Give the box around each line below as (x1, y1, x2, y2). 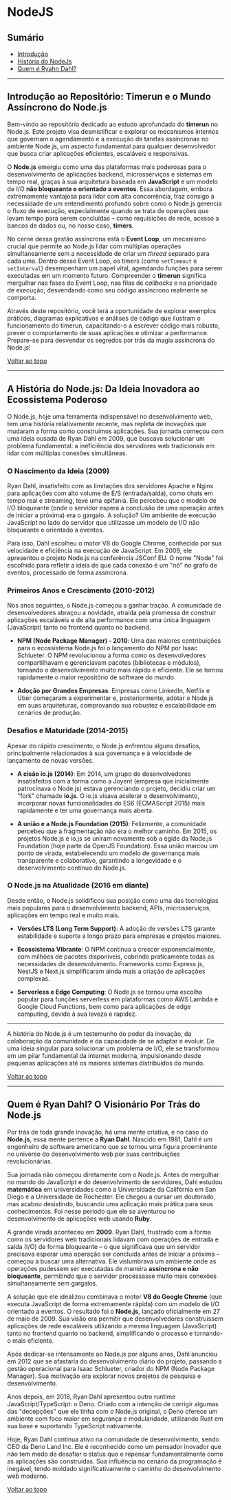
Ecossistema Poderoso (7, 394, 108, 406)
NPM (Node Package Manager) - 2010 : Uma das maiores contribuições (16, 637, 221, 645)
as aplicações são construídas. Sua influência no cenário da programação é (7, 1457, 222, 1466)
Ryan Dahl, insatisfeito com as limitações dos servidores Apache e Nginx (7, 481, 214, 490)
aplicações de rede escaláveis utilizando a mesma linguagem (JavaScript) (7, 1321, 217, 1330)
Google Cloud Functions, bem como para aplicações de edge (16, 1002, 191, 1010)
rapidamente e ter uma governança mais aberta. (16, 806, 154, 814)
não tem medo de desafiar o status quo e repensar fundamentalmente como (7, 1450, 223, 1458)
